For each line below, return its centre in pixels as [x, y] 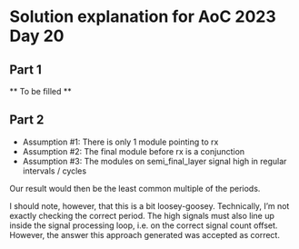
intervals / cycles [55, 171]
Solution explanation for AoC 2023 [143, 17]
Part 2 [27, 120]
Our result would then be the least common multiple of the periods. [135, 188]
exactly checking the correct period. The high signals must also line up [142, 215]
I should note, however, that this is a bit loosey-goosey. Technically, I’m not [149, 205]
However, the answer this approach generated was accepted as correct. [145, 234]
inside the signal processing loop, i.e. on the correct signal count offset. [144, 225]
